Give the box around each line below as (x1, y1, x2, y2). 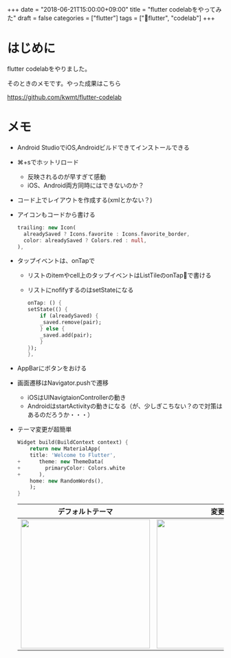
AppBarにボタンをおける (16, 364, 87, 372)
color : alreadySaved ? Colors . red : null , (23, 237, 147, 244)
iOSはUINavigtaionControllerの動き (27, 394, 126, 402)
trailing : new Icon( (16, 224, 76, 231)
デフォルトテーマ (57, 507, 113, 517)
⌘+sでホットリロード (16, 158, 79, 166)
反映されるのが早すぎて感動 (27, 172, 107, 180)
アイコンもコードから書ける (16, 210, 96, 218)
